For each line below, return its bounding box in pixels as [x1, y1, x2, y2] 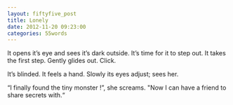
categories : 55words [7, 29, 68, 37]
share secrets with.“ [7, 91, 65, 99]
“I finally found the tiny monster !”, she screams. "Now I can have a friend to [7, 83, 227, 92]
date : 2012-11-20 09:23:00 [7, 23, 86, 30]
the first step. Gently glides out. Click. [7, 57, 116, 65]
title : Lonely [7, 17, 49, 24]
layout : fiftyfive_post [7, 10, 77, 17]
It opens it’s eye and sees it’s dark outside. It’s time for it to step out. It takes [7, 49, 226, 57]
